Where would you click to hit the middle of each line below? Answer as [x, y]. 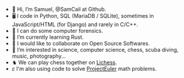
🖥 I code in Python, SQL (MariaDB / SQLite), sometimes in [83, 16]
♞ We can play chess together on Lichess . [64, 62]
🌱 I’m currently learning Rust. [48, 37]
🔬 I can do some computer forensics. [58, 31]
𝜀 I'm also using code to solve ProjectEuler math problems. [84, 69]
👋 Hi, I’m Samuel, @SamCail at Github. [59, 9]
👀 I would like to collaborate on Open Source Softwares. [81, 43]
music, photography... [39, 56]
